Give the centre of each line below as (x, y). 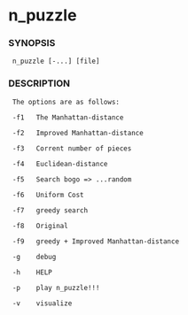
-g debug (34, 257)
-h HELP (32, 272)
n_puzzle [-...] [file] (56, 61)
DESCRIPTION (39, 83)
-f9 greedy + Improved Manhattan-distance (95, 241)
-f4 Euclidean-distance (60, 164)
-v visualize (42, 303)
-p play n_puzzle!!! (56, 288)
